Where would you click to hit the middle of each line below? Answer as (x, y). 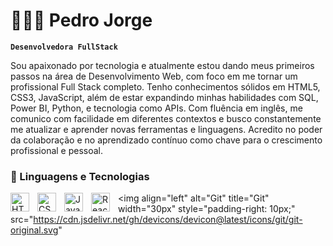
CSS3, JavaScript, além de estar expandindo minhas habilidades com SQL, (164, 97)
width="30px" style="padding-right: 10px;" (207, 209)
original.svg (34, 230)
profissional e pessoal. (57, 150)
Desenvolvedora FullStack (64, 47)
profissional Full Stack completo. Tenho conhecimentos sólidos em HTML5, (165, 86)
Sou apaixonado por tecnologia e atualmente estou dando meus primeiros (162, 65)
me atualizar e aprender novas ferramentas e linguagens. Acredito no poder (166, 129)
